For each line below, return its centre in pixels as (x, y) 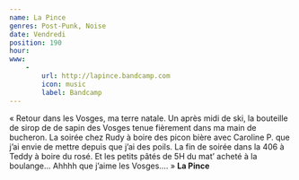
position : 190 (36, 43)
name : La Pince (38, 17)
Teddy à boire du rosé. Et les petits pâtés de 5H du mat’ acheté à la (133, 156)
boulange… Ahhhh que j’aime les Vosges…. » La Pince (110, 166)
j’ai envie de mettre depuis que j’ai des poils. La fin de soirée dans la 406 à (147, 146)
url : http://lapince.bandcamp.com (106, 76)
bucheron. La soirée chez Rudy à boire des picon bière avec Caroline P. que (149, 137)
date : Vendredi (38, 34)
